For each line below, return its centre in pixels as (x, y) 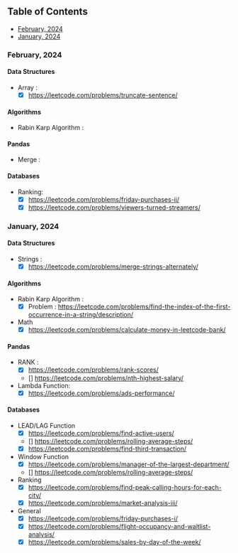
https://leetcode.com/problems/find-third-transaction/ (107, 449)
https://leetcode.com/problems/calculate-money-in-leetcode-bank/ (127, 330)
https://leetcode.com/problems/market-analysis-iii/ (103, 503)
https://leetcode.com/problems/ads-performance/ (101, 393)
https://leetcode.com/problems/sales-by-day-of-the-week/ (114, 542)
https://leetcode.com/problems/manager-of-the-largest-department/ (129, 464)
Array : (27, 87)
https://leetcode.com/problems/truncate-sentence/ (103, 95)
